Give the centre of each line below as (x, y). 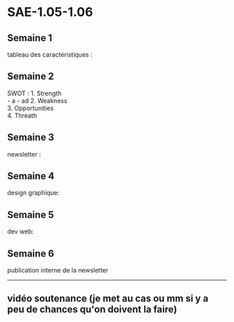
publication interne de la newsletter (58, 270)
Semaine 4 (31, 176)
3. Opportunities (31, 108)
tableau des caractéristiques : (50, 54)
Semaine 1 (30, 38)
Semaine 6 (31, 253)
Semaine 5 (31, 214)
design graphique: (33, 193)
